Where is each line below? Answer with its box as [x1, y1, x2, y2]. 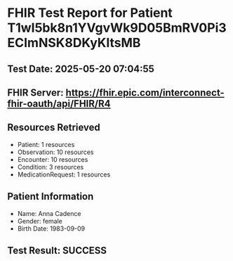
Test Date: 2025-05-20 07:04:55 [7, 63, 154, 75]
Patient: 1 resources [17, 140, 75, 148]
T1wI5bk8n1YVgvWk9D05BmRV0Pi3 [7, 20, 227, 36]
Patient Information [7, 191, 94, 203]
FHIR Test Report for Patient [7, 5, 173, 21]
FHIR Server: [7, 87, 65, 98]
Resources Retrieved [7, 122, 100, 134]
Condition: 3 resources [17, 163, 84, 171]
